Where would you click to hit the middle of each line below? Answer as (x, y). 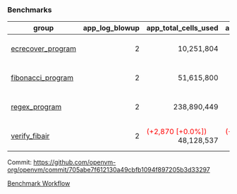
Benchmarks (30, 10)
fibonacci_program (42, 78)
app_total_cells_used (182, 28)
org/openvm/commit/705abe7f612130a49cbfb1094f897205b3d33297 (109, 170)
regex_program (36, 107)
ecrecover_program (43, 49)
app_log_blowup (111, 28)
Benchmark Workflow (39, 183)
